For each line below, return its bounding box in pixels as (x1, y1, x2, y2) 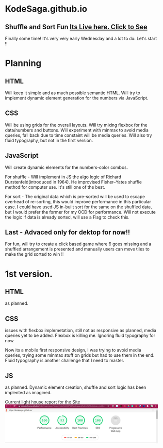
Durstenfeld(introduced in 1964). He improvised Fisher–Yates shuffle (5, 179, 142, 185)
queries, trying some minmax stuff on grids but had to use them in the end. (5, 352, 155, 358)
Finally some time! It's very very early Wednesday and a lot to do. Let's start (5, 35, 157, 41)
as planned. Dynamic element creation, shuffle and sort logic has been (5, 384, 147, 390)
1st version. (5, 268, 53, 280)
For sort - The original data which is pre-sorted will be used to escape (5, 193, 145, 199)
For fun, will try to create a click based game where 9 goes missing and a (5, 241, 151, 247)
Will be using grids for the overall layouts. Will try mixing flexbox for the (5, 122, 147, 128)
